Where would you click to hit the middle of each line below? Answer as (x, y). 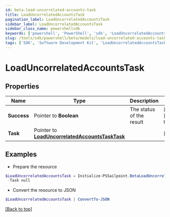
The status (142, 109)
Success (18, 115)
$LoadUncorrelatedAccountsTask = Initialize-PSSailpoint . (68, 176)
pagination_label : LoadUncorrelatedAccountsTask (57, 19)
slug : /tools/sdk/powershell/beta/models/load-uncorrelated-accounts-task (86, 38)
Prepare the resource (35, 166)
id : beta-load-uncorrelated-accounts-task (51, 10)
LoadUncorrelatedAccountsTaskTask (79, 136)
